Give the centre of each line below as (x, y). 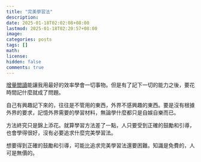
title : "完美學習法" (29, 12)
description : (22, 17)
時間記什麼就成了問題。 (35, 93)
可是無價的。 (22, 153)
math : (13, 51)
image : (14, 34)
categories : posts (29, 39)
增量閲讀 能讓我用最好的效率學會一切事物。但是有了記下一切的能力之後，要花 (100, 85)
